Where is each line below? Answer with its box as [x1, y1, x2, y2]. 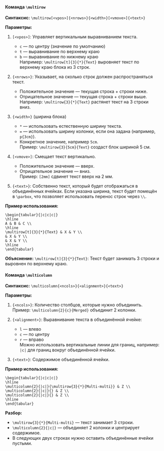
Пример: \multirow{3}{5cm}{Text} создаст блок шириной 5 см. [19, 144, 151, 150]
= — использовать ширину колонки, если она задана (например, [19, 128, 156, 135]
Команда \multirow [5, 4, 46, 10]
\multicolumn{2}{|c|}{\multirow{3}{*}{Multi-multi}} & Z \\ [5, 384, 131, 389]
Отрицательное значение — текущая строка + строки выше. [19, 94, 147, 100]
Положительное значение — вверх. [19, 163, 95, 169]
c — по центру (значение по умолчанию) [19, 43, 106, 49]
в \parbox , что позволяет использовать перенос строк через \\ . [12, 194, 147, 199]
